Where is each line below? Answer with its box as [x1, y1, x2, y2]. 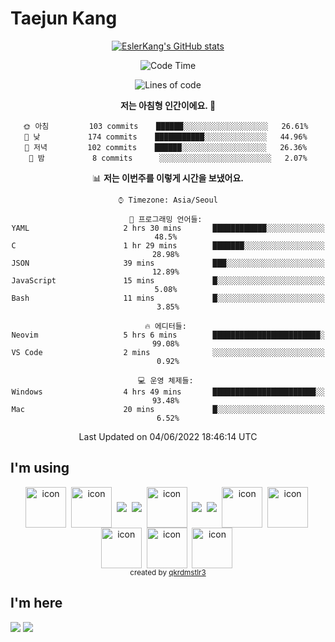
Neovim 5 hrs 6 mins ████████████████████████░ [11, 330, 325, 340]
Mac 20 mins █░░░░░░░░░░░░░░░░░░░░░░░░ [11, 404, 325, 414]
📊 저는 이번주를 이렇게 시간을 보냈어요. [91, 172, 245, 184]
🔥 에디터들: [144, 321, 187, 331]
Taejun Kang [10, 7, 118, 30]
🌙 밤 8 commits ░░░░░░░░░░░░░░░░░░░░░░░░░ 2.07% [28, 153, 308, 163]
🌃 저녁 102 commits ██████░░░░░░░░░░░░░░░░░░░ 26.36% [24, 142, 308, 152]
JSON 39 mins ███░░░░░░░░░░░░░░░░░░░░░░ [11, 258, 325, 268]
